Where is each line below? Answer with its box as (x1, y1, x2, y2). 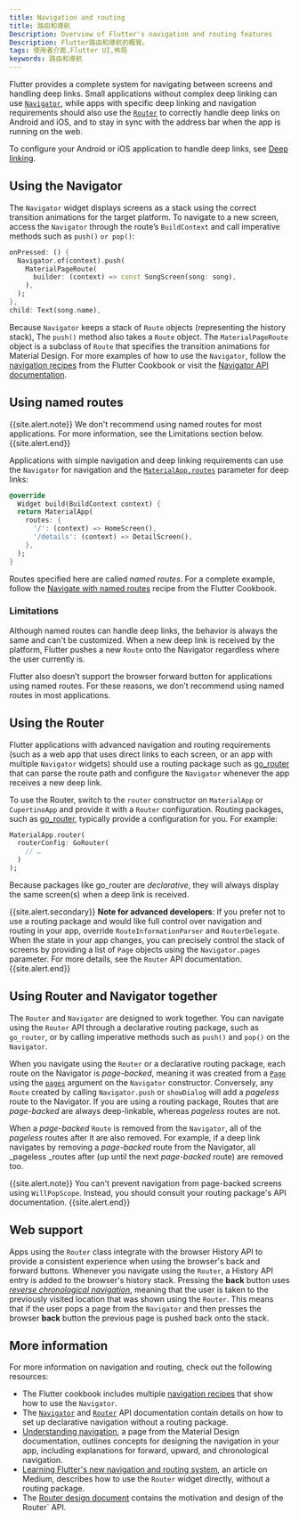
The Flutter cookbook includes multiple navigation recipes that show (21, 1388, 273, 1399)
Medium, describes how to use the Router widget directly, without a (21, 1474, 271, 1484)
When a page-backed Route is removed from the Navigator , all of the (9, 1123, 263, 1134)
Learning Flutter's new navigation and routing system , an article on (21, 1464, 268, 1475)
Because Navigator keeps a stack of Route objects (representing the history (9, 321, 287, 332)
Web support (9, 1223, 84, 1238)
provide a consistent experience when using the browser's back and (9, 1256, 261, 1266)
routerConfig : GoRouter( (17, 839, 109, 848)
